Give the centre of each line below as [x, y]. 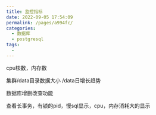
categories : [21, 28]
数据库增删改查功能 [30, 93]
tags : [13, 45]
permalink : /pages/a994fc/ [40, 23]
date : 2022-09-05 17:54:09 [40, 17]
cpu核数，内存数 [26, 68]
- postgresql [28, 39]
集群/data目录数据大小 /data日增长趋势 [54, 80]
